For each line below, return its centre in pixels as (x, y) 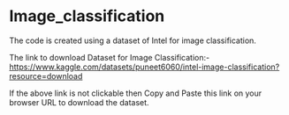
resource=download (46, 75)
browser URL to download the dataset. (79, 102)
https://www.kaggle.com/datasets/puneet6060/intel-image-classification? (144, 67)
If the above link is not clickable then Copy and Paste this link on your (136, 93)
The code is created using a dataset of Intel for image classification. (133, 40)
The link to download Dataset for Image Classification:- (110, 57)
